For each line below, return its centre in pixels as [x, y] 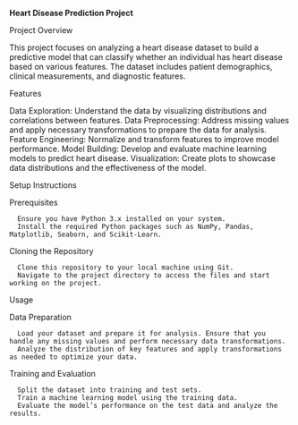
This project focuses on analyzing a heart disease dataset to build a [134, 47]
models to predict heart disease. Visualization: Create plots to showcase [142, 158]
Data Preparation [40, 317]
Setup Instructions [43, 185]
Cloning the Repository [51, 251]
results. [26, 413]
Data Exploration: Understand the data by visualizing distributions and [138, 110]
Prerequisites [34, 202]
